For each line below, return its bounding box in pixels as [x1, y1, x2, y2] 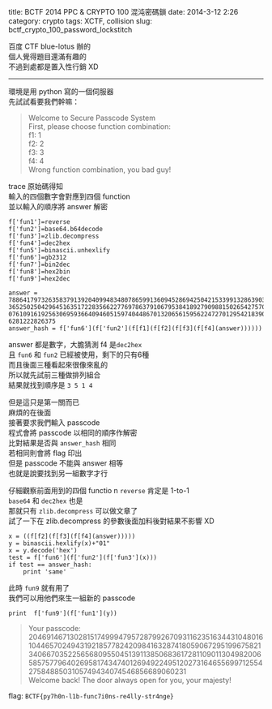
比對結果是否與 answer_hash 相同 [8, 438, 117, 448]
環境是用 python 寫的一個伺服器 [8, 87, 114, 96]
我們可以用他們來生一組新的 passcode [8, 593, 136, 603]
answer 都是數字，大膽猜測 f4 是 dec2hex [8, 340, 142, 349]
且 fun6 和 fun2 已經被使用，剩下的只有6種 [8, 350, 150, 359]
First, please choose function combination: [28, 122, 172, 131]
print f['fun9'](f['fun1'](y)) [8, 609, 117, 617]
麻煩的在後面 [8, 408, 51, 417]
